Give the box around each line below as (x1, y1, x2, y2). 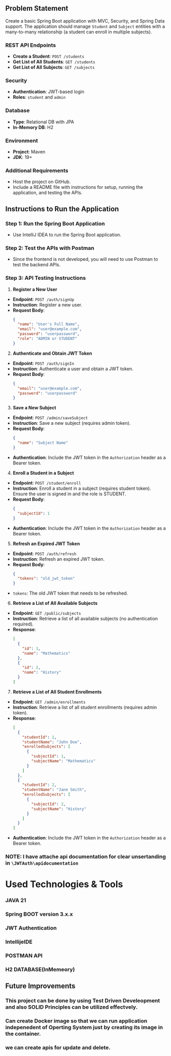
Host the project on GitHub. (12, 178, 71, 185)
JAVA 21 (5, 897, 27, 904)
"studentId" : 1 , (22, 735, 57, 740)
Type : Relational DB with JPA (12, 118, 74, 125)
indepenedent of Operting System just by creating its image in (5, 1024, 163, 1031)
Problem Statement (5, 4, 69, 13)
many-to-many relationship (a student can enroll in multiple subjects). (5, 28, 152, 35)
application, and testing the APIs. (12, 190, 83, 196)
